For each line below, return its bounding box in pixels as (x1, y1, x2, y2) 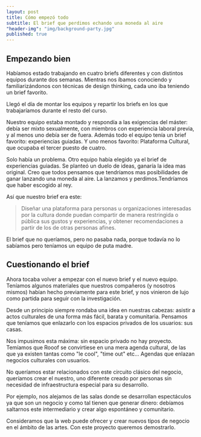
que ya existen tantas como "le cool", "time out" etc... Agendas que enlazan (6, 350, 195, 357)
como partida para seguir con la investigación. (6, 295, 122, 302)
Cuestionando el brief (6, 260, 90, 270)
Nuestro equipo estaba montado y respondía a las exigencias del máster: (6, 118, 188, 125)
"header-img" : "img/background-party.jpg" (6, 25, 115, 32)
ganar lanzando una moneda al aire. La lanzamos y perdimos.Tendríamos (6, 175, 188, 182)
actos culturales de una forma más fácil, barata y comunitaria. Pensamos (6, 313, 188, 320)
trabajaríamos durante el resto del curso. (6, 107, 107, 114)
